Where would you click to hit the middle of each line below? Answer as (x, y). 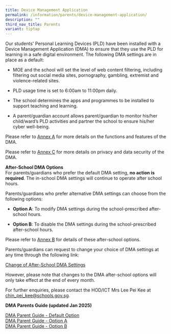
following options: (24, 199)
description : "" (22, 19)
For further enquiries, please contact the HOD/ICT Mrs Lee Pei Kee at (78, 290)
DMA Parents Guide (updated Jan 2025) (48, 305)
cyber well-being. (31, 127)
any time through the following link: (42, 255)
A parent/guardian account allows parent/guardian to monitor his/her (85, 116)
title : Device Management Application (46, 10)
